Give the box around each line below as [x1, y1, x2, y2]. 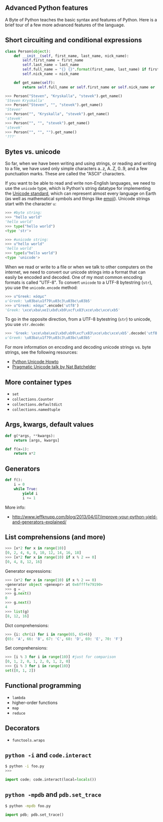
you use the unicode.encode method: [5, 284, 78, 291]
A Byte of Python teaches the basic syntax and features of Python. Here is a [5, 17, 157, 22]
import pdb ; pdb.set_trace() [5, 812, 64, 817]
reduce [12, 711, 26, 716]
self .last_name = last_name [22, 63, 79, 68]
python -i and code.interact [5, 751, 92, 759]
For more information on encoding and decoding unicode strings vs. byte [5, 344, 151, 350]
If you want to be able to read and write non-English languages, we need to [5, 180, 156, 186]
